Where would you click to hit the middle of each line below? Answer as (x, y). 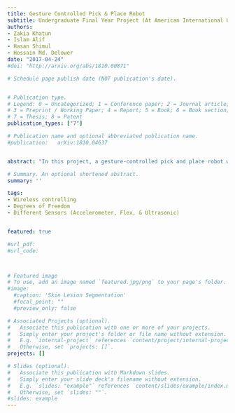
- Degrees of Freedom (39, 206)
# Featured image (33, 276)
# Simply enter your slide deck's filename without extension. (104, 379)
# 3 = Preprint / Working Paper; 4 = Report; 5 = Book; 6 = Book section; (119, 110)
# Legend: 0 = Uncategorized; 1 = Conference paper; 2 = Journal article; (119, 104)
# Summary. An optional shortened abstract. (73, 174)
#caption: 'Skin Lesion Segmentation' (70, 295)
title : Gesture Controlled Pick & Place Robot (76, 14)
